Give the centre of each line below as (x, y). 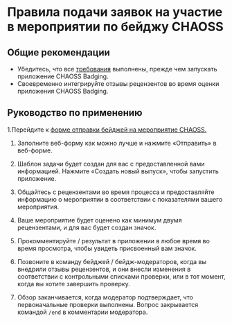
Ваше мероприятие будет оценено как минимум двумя (99, 220)
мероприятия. (38, 207)
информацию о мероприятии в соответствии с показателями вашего (120, 199)
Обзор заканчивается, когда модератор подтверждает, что (105, 297)
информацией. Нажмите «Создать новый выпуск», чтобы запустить (118, 171)
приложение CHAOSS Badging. (63, 76)
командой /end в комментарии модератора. (82, 312)
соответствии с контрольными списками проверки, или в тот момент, (121, 276)
